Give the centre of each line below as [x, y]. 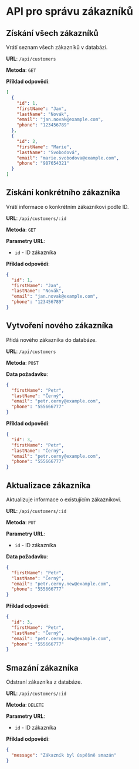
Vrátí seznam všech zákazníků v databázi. [57, 47]
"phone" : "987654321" [43, 164]
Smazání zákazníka [42, 668]
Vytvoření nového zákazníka [60, 326]
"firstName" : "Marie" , [44, 147]
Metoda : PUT [21, 522]
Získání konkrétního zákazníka [63, 193]
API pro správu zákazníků [70, 11]
